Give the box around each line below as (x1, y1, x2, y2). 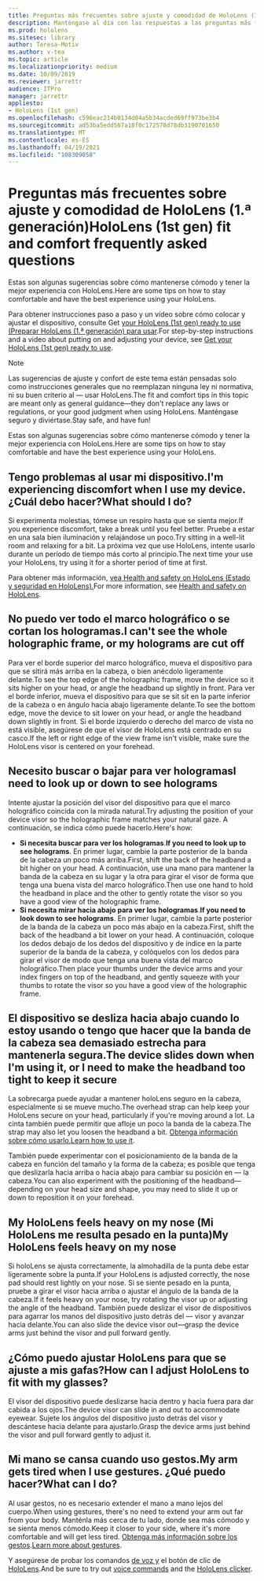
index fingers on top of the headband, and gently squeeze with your (19, 972, 240, 982)
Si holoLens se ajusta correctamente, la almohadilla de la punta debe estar (8, 1261, 250, 1271)
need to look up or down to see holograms (8, 777, 218, 790)
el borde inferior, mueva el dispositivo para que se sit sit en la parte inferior (8, 691, 251, 701)
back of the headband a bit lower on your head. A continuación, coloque (19, 930, 255, 940)
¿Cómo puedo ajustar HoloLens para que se (8, 1351, 226, 1364)
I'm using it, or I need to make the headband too (8, 1061, 246, 1074)
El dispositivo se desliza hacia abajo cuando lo (8, 1011, 240, 1025)
